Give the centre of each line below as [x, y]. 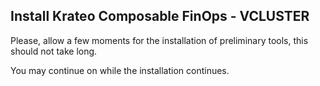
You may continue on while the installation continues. [120, 70]
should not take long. [54, 51]
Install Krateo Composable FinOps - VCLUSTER [160, 16]
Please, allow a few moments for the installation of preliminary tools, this [159, 40]
